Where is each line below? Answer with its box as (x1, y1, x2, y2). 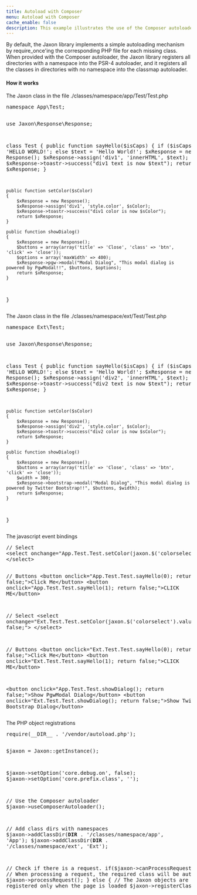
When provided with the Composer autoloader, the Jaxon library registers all (6, 53, 191, 60)
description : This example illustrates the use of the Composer (6, 25, 167, 31)
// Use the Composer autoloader (6, 798, 99, 804)
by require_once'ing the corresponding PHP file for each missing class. (6, 48, 178, 55)
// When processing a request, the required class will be (6, 871, 180, 877)
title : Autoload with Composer (6, 8, 83, 15)
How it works (6, 79, 39, 86)
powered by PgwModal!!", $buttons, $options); (6, 265, 122, 271)
